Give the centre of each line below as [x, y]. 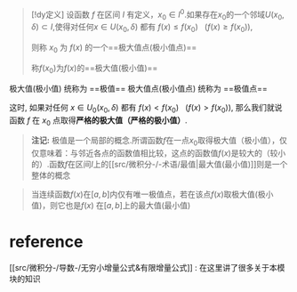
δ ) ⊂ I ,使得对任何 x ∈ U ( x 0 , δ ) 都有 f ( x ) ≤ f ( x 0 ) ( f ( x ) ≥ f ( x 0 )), [142, 28]
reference [46, 242]
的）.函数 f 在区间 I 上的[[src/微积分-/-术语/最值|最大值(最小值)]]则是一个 [159, 165]
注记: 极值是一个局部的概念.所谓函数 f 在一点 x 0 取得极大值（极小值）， [155, 142]
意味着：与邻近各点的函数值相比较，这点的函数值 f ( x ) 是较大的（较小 [162, 153]
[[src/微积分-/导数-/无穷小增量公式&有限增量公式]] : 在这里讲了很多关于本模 [147, 268]
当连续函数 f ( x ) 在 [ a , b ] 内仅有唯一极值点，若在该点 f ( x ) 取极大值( [144, 194]
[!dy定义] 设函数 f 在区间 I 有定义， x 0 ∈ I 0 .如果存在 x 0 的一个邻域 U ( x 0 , [157, 15]
